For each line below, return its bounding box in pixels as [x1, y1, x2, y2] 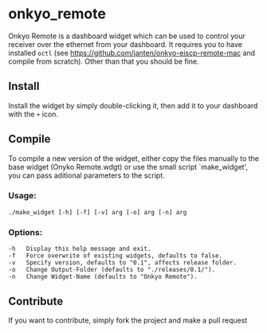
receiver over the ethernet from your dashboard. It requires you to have [8, 39, 243, 49]
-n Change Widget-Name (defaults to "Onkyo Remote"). [8, 272, 198, 281]
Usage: [8, 190, 37, 202]
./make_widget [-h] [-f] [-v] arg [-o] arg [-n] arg [8, 208, 187, 216]
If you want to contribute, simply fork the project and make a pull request [8, 315, 248, 325]
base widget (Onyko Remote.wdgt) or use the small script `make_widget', [8, 162, 249, 171]
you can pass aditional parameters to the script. [8, 170, 165, 180]
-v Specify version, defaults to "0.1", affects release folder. [8, 259, 238, 267]
